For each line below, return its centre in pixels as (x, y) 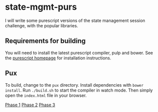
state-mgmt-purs (41, 7)
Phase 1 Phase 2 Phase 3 (30, 105)
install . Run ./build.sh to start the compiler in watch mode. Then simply (79, 90)
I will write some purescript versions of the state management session (75, 20)
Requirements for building (45, 41)
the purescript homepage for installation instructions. (58, 58)
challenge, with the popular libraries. (42, 25)
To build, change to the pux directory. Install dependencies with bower (74, 85)
